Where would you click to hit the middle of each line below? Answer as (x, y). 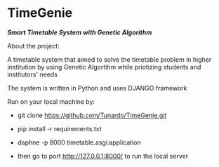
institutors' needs (33, 74)
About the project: (33, 46)
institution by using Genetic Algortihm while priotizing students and (104, 67)
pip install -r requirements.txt (59, 128)
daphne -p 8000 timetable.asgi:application (79, 142)
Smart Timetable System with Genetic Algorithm (80, 32)
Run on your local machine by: (51, 101)
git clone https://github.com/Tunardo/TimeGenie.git (92, 115)
